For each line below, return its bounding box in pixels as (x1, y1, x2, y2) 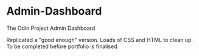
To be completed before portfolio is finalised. (6, 43, 119, 50)
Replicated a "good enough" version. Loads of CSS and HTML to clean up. (6, 36, 194, 43)
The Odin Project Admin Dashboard (6, 24, 96, 32)
